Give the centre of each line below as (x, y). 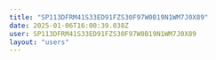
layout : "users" (39, 42)
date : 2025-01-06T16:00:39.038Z (69, 26)
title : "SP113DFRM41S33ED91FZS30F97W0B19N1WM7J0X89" (109, 17)
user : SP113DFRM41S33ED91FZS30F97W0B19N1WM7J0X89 (103, 34)
